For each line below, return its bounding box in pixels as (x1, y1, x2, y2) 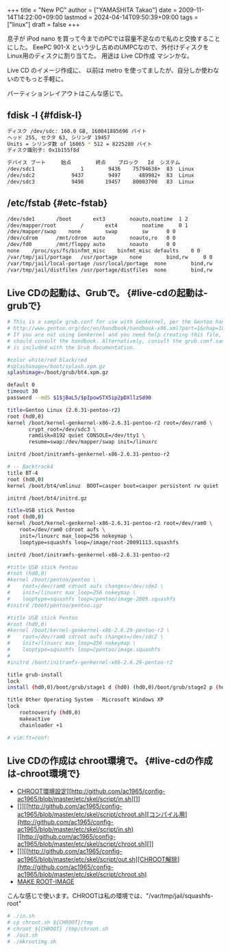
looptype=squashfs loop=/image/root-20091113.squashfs (19, 539, 179, 546)
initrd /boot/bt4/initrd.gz (7, 495, 88, 502)
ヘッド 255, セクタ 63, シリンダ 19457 (7, 134, 111, 141)
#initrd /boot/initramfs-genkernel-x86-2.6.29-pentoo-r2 (7, 659, 173, 666)
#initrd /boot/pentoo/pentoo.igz (7, 602, 103, 609)
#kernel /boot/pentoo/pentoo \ (7, 576, 97, 583)
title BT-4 (7, 469, 38, 476)
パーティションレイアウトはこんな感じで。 (7, 89, 127, 97)
